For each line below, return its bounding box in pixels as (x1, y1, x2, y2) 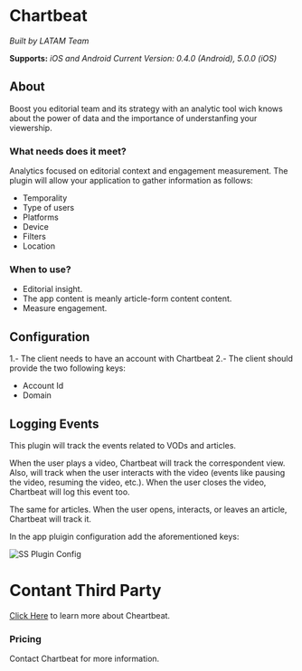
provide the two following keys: (9, 363, 127, 373)
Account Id (22, 381, 64, 392)
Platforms (22, 212, 59, 222)
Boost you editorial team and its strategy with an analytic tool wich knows (9, 103, 283, 114)
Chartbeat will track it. (9, 513, 92, 525)
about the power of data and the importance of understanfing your (9, 112, 258, 123)
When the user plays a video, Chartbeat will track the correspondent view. (9, 458, 286, 468)
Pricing (9, 632, 42, 645)
